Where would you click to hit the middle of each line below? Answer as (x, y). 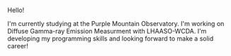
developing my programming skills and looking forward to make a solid (111, 38)
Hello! (16, 10)
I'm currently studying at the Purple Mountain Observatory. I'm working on (116, 23)
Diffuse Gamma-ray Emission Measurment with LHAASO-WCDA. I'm (107, 31)
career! (18, 46)
